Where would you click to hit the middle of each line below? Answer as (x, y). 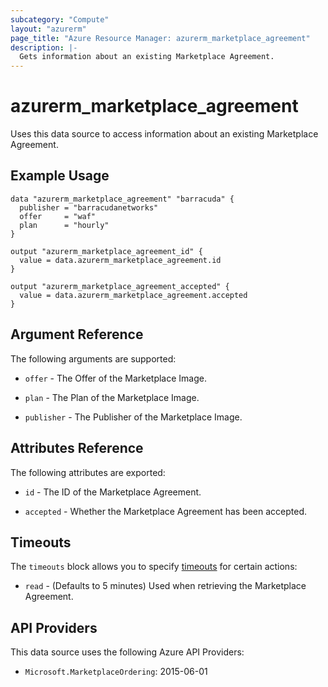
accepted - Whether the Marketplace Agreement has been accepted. (166, 511)
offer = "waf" (58, 216)
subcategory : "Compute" (60, 19)
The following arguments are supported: (93, 358)
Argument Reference (77, 334)
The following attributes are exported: (88, 472)
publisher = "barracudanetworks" (89, 207)
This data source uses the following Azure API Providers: (127, 652)
